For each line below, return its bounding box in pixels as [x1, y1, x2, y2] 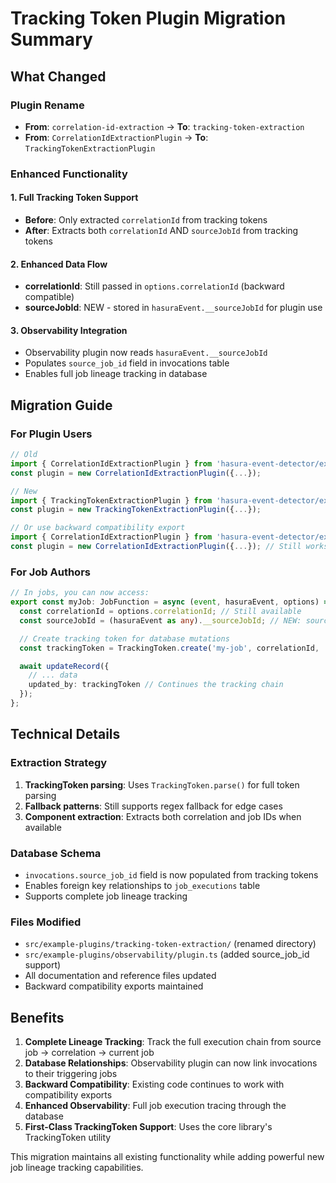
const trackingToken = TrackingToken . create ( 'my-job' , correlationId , [19, 643, 320, 653]
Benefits [10, 1009, 65, 1026]
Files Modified [10, 915, 82, 929]
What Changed [10, 68, 107, 85]
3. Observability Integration [10, 324, 128, 336]
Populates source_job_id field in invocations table [24, 357, 230, 369]
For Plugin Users [10, 427, 93, 441]
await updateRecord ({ [19, 661, 110, 671]
